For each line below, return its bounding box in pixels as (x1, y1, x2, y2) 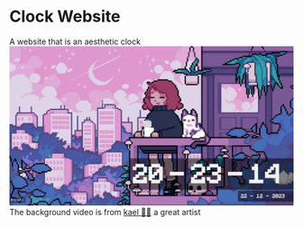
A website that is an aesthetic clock (9, 36, 142, 47)
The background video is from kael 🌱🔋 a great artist (9, 207, 201, 218)
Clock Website (9, 6, 121, 27)
